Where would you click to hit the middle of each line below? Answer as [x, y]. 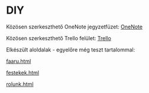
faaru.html [19, 61]
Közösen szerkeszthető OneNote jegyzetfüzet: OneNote [74, 27]
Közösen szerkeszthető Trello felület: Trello [59, 38]
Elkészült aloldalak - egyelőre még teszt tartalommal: [71, 49]
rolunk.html [20, 84]
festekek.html [23, 72]
